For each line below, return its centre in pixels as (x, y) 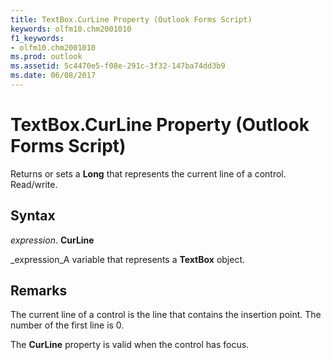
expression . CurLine (52, 240)
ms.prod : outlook (46, 57)
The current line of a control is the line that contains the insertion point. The (166, 315)
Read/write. (34, 184)
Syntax (33, 216)
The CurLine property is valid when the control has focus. (130, 345)
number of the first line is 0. (67, 325)
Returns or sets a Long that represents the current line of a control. (148, 173)
